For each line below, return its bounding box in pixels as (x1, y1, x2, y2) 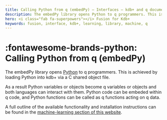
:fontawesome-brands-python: (5, 42, 138, 53)
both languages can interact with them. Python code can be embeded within (5, 89, 162, 95)
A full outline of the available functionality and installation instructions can (5, 104, 157, 110)
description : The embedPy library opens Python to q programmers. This (5, 12, 157, 17)
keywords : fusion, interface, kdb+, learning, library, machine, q (5, 21, 148, 26)
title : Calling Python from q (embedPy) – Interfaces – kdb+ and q (5, 7, 148, 12)
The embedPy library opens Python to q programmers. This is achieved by (5, 69, 158, 75)
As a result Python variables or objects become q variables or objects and (5, 84, 157, 90)
